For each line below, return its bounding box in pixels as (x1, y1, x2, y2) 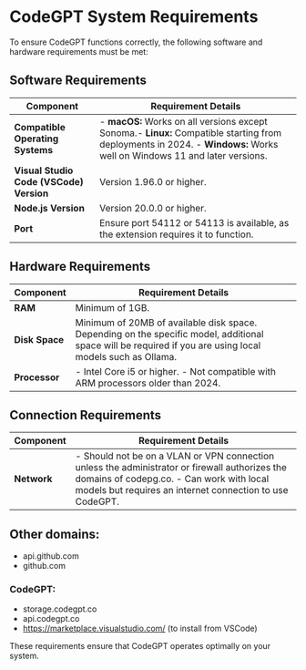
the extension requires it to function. (98, 228, 254, 241)
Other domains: (9, 526, 100, 541)
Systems (14, 143, 53, 156)
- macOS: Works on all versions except (98, 115, 269, 128)
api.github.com (22, 551, 80, 562)
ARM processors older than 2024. (75, 376, 221, 389)
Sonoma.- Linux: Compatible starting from (98, 126, 282, 139)
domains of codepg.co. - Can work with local (75, 472, 270, 485)
